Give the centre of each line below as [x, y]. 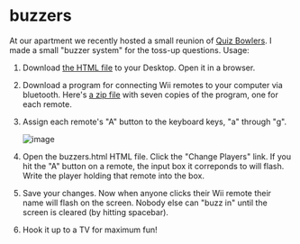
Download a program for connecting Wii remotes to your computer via [153, 85]
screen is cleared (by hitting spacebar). [95, 212]
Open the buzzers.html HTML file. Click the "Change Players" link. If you [157, 156]
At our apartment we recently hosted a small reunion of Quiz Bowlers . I [141, 41]
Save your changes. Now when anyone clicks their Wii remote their [147, 193]
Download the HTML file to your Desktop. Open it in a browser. [139, 68]
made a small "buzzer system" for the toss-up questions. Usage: [129, 50]
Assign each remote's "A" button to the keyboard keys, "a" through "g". [154, 122]
